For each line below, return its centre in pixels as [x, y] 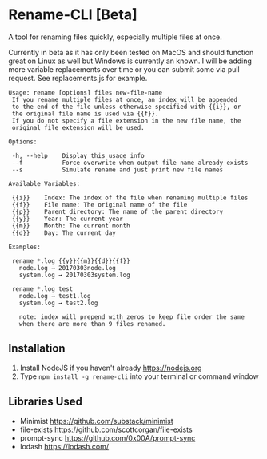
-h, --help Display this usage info [78, 155]
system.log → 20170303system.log [74, 275]
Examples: [25, 247]
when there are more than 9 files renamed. [92, 324]
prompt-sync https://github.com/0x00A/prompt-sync [108, 437]
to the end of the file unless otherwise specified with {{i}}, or [126, 107]
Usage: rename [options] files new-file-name [85, 93]
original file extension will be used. [78, 127]
